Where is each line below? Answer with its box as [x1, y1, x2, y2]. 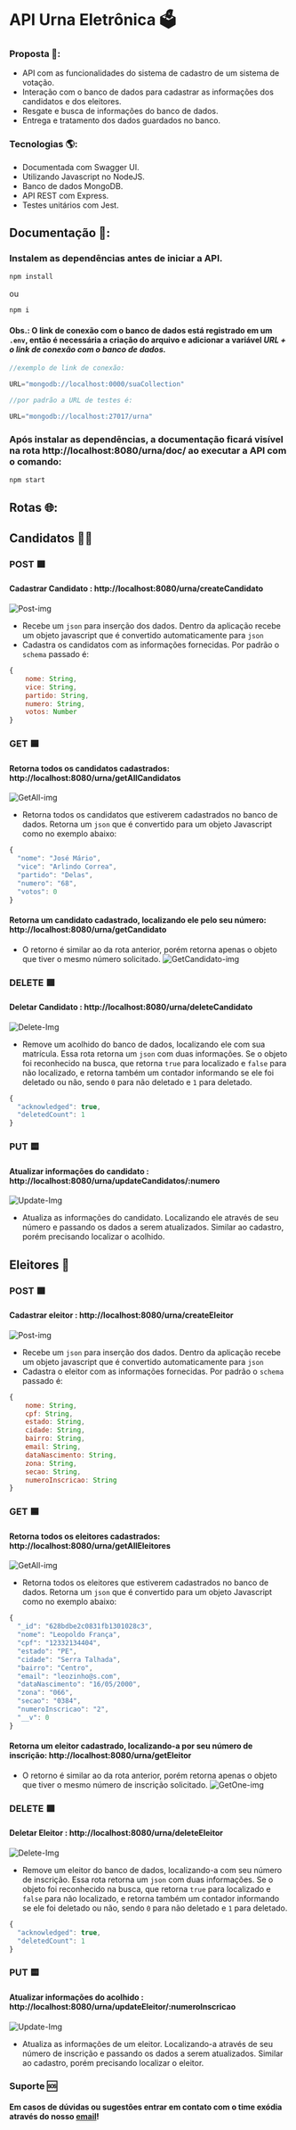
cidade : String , [25, 1426, 86, 1435]
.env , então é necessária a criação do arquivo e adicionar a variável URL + [9, 334, 286, 345]
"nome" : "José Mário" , [17, 854, 101, 863]
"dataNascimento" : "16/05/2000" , [17, 1680, 141, 1689]
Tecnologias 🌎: [9, 138, 78, 151]
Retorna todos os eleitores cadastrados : [9, 1531, 161, 1542]
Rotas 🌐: [9, 500, 58, 515]
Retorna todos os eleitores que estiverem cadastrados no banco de [21, 1577, 269, 1588]
